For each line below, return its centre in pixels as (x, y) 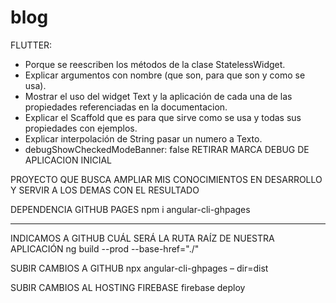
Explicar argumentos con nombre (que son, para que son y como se (165, 75)
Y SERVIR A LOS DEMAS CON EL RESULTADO (105, 190)
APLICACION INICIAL (68, 160)
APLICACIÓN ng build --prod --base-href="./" (105, 248)
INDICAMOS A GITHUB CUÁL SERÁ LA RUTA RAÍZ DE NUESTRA (142, 238)
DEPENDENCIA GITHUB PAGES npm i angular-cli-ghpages (130, 209)
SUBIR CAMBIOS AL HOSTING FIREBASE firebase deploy (128, 287)
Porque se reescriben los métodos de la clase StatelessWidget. (155, 64)
